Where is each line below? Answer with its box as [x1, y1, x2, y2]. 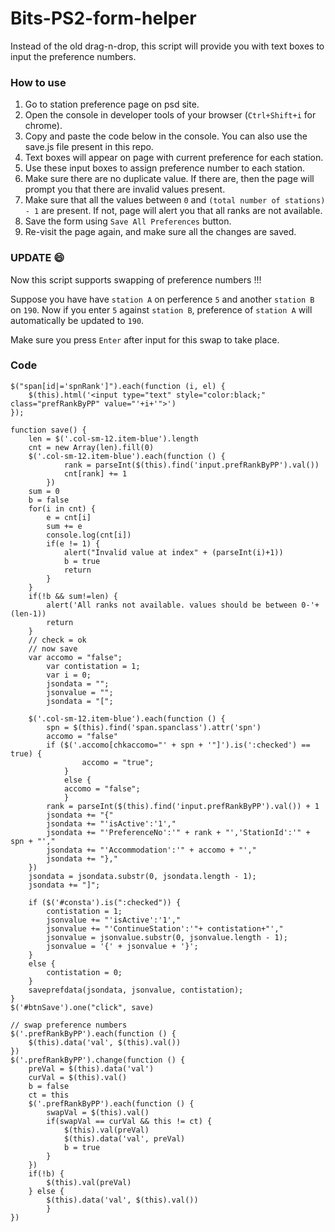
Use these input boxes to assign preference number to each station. [24, 162, 306, 174]
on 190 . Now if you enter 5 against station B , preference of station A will [10, 303, 313, 316]
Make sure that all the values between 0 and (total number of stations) [24, 194, 326, 206]
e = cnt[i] [46, 512, 92, 522]
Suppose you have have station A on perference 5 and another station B [10, 293, 315, 305]
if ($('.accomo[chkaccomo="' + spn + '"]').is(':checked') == [46, 740, 311, 750]
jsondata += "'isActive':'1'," [46, 818, 177, 829]
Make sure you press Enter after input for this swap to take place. [10, 333, 280, 346]
